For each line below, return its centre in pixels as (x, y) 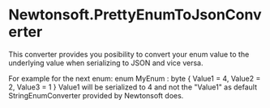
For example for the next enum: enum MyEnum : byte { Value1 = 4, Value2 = (135, 78)
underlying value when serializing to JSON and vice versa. (106, 63)
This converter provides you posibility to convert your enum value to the (129, 54)
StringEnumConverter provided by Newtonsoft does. (96, 95)
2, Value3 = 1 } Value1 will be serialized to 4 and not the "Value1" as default (133, 87)
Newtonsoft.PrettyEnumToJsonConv (135, 15)
